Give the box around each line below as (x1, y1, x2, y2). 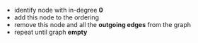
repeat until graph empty (13, 28, 88, 36)
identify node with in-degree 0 (13, 6, 104, 14)
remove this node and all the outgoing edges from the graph (13, 21, 192, 28)
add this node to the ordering (13, 13, 100, 21)
